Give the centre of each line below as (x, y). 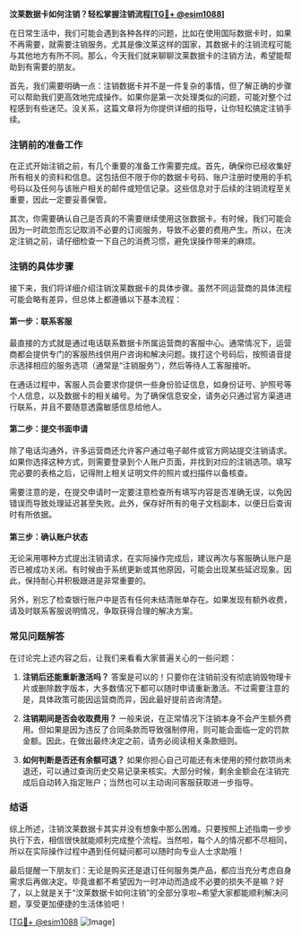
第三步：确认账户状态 (48, 536)
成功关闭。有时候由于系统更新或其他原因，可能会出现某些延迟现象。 (158, 569)
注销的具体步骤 (42, 266)
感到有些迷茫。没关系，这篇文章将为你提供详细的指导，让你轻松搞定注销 (150, 108)
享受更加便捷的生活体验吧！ (76, 904)
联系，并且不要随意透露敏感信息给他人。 (91, 406)
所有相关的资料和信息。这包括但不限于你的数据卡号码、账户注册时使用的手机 (150, 178)
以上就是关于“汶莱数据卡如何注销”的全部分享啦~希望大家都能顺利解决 (152, 892)
